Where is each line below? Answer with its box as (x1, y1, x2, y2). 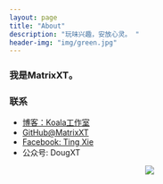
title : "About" (9, 21, 66, 30)
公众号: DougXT (21, 147, 81, 158)
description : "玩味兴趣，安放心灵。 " (9, 29, 140, 38)
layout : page (9, 13, 58, 22)
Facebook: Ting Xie (21, 137, 94, 147)
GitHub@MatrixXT (21, 127, 89, 138)
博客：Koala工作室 (21, 117, 91, 128)
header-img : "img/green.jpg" (9, 38, 118, 47)
